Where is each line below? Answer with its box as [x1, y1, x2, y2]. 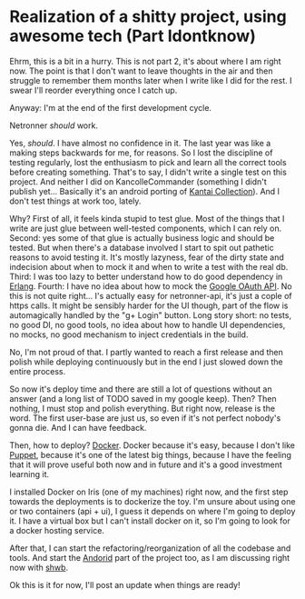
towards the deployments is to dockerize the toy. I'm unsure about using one [9, 495, 296, 506]
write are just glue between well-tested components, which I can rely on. [9, 223, 282, 234]
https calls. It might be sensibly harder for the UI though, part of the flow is [9, 300, 289, 311]
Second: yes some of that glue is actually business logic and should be [9, 232, 275, 243]
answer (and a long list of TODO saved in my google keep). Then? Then [9, 393, 277, 404]
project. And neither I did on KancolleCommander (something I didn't [9, 175, 268, 187]
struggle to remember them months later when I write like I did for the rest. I [9, 75, 292, 85]
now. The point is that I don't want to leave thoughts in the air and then [9, 65, 274, 76]
